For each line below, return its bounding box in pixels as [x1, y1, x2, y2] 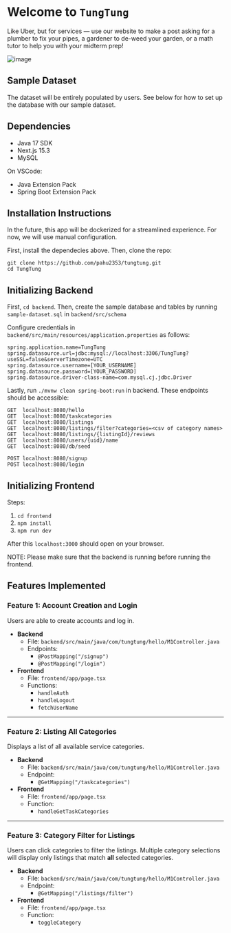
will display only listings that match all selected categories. [7, 854, 174, 862]
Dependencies [7, 121, 71, 132]
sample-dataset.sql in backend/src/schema [7, 310, 127, 318]
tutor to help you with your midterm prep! [7, 41, 124, 50]
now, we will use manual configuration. [7, 233, 118, 241]
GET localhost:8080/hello [7, 407, 85, 414]
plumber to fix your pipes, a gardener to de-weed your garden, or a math [7, 34, 213, 42]
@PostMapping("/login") [37, 660, 106, 667]
